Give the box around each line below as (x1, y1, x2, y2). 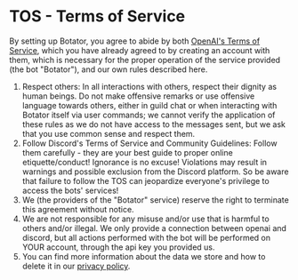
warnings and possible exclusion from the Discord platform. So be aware (21, 166, 289, 177)
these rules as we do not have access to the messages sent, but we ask (21, 118, 286, 130)
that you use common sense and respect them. (21, 128, 196, 139)
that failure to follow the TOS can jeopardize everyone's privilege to (21, 175, 270, 186)
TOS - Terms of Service (9, 6, 186, 27)
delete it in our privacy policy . (21, 260, 131, 271)
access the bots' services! (21, 185, 119, 196)
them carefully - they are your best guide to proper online (21, 147, 233, 157)
